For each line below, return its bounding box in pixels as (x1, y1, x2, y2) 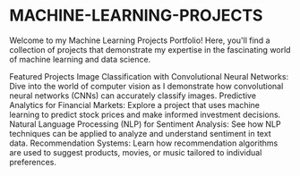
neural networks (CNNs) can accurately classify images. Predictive (9, 90, 257, 101)
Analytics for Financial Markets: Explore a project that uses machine (9, 99, 261, 110)
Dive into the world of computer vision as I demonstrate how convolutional (9, 80, 284, 91)
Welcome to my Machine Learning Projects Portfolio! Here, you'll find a (9, 35, 270, 46)
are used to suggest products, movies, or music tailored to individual (9, 147, 262, 157)
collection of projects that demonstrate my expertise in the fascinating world (9, 44, 291, 54)
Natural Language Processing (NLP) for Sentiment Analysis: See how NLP (9, 118, 281, 130)
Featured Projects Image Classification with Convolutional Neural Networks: (9, 71, 289, 81)
